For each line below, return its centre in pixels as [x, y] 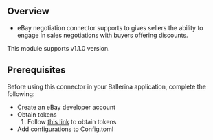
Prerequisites [36, 70]
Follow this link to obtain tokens [72, 121]
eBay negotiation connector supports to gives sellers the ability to [110, 27]
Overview [29, 11]
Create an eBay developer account [66, 107]
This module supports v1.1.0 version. [58, 48]
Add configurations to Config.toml [65, 129]
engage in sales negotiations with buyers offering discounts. [102, 35]
